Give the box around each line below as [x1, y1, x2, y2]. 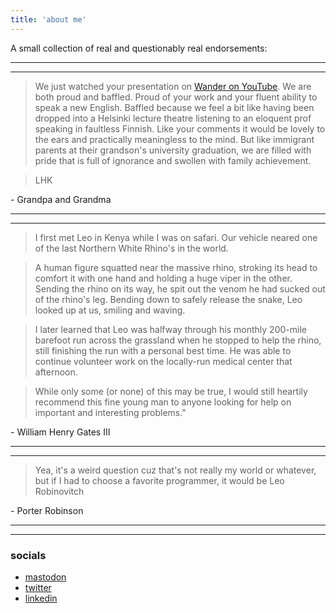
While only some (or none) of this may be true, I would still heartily [34, 385, 308, 397]
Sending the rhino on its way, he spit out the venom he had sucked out [34, 282, 326, 295]
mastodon [24, 571, 67, 583]
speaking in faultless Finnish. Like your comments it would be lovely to [34, 122, 326, 135]
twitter [24, 581, 52, 593]
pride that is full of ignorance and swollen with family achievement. [34, 154, 312, 166]
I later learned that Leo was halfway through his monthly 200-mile [34, 323, 307, 335]
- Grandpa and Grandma [10, 193, 112, 205]
